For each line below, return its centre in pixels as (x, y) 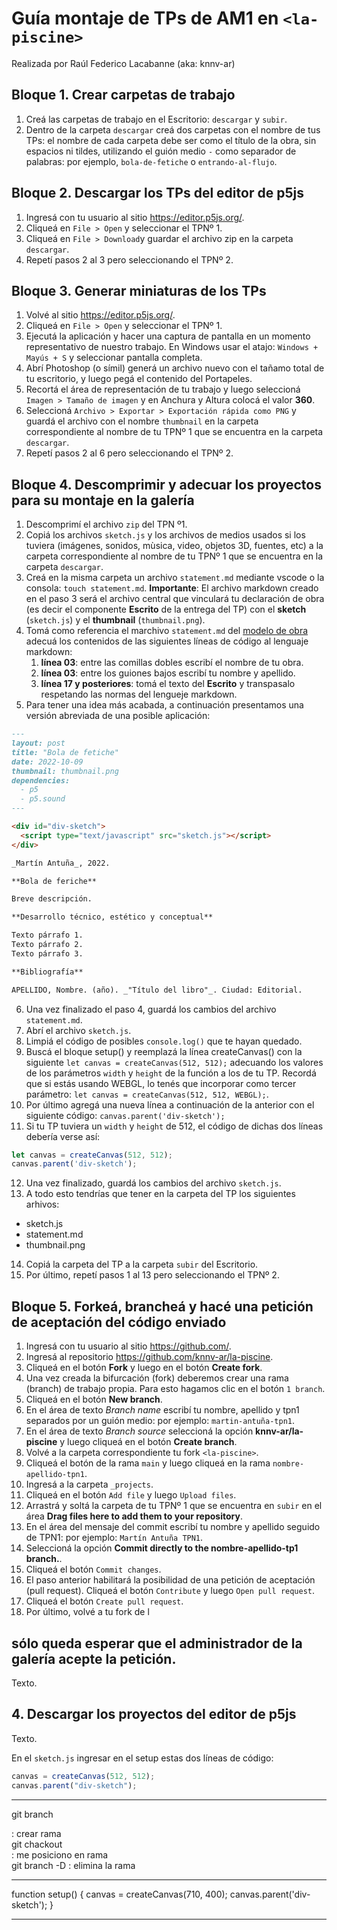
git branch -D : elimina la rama (73, 1865)
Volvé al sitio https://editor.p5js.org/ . (100, 315)
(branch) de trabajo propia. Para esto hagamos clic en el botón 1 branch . (175, 1389)
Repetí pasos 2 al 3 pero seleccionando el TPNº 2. (129, 259)
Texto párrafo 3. (47, 953)
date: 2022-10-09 (47, 762)
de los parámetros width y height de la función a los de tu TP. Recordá (171, 1073)
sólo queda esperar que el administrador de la (157, 1643)
